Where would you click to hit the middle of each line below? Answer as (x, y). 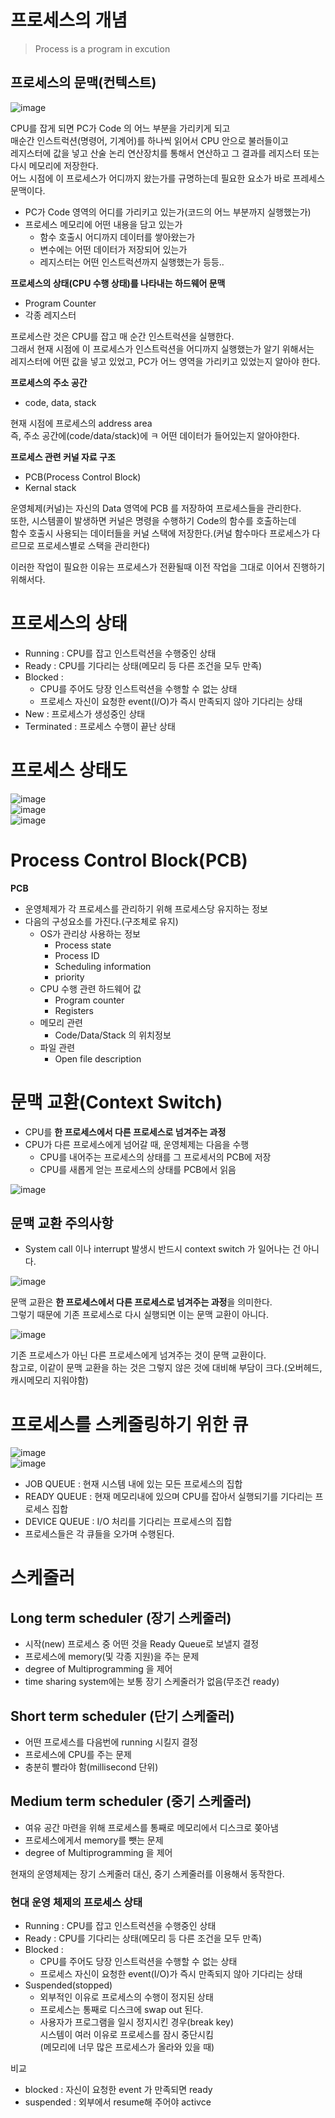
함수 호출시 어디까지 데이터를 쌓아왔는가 (117, 237)
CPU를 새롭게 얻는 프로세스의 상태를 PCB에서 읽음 (138, 1169)
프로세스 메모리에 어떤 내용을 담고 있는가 (103, 224)
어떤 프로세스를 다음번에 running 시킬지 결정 (111, 1742)
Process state (83, 945)
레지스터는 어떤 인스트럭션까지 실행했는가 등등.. (132, 262)
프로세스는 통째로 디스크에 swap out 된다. (121, 2010)
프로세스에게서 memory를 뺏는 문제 (94, 1840)
